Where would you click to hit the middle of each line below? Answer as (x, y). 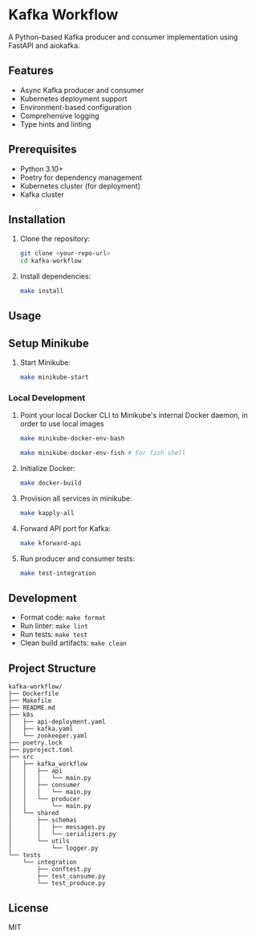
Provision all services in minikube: (76, 498)
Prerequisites (43, 150)
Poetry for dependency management (81, 177)
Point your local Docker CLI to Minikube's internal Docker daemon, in (134, 416)
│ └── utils (39, 841)
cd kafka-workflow (51, 261)
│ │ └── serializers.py (62, 834)
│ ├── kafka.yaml (41, 729)
